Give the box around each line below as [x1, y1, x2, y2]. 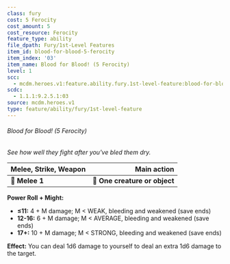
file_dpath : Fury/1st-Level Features [7, 42, 115, 49]
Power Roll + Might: [7, 193, 64, 202]
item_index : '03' [7, 55, 57, 62]
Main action [134, 164, 175, 173]
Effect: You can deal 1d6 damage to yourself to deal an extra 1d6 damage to [7, 241, 222, 250]
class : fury [7, 10, 41, 17]
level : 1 [7, 67, 32, 74]
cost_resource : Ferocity [7, 29, 78, 36]
